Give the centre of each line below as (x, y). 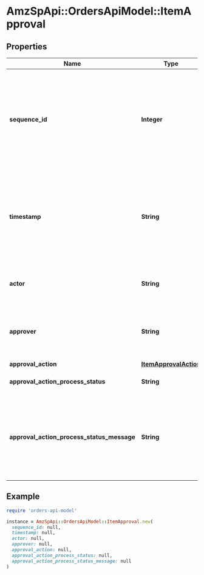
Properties (27, 46)
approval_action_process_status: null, (62, 555)
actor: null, (28, 539)
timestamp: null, (34, 533)
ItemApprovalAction (171, 364)
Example (23, 497)
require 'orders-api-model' (42, 511)
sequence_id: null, (36, 527)
